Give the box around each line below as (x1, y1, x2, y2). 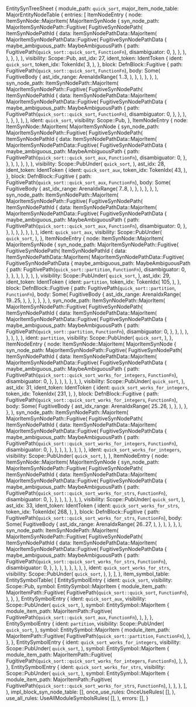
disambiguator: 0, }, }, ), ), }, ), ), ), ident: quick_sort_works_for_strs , (6, 564, 171, 571)
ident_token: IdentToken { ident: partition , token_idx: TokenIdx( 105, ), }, (6, 278, 181, 285)
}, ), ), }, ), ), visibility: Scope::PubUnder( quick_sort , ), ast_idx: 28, (6, 160, 166, 167)
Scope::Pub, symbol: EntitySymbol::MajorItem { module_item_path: (6, 583, 167, 589)
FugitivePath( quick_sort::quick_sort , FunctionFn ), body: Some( (6, 67, 161, 74)
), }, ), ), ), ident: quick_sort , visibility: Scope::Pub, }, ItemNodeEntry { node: (6, 117, 188, 123)
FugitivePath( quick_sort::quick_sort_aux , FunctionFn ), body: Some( (6, 179, 171, 186)
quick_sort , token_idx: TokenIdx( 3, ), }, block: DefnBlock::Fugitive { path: (6, 61, 183, 68)
